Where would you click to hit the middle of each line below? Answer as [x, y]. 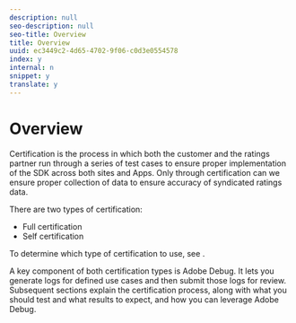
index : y [26, 59]
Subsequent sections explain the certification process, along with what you [148, 290]
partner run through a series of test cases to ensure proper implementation [148, 163]
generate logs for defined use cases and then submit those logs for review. [148, 280]
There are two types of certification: [76, 209]
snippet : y [30, 76]
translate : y [34, 84]
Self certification [53, 236]
